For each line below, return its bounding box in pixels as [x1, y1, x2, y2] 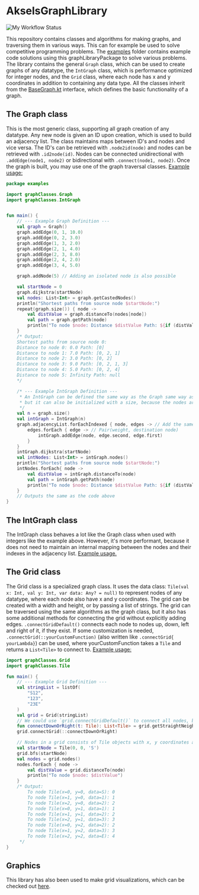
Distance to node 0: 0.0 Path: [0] [17, 344, 105, 351]
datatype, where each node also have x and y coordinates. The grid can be [6, 595, 190, 602]
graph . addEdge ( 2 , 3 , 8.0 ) [17, 251, 81, 258]
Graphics [6, 861, 41, 871]
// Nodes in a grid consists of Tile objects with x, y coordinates [17, 740, 190, 745]
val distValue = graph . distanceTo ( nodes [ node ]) [27, 312, 147, 318]
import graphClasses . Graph [6, 191, 73, 197]
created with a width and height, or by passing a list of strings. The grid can [6, 601, 191, 609]
